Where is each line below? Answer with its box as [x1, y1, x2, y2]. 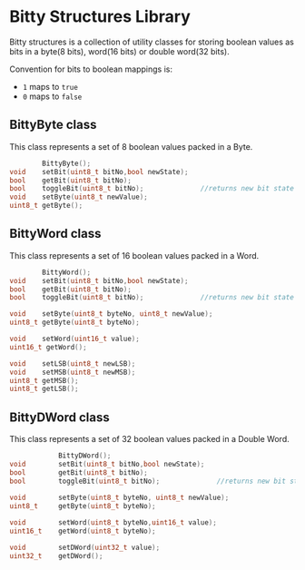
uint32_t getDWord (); [9, 551, 103, 560]
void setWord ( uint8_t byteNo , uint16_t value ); [9, 518, 218, 527]
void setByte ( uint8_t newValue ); [9, 192, 148, 201]
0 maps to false [22, 91, 83, 102]
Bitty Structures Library [9, 6, 191, 27]
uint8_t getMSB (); [9, 376, 79, 385]
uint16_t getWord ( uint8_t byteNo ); [9, 526, 156, 536]
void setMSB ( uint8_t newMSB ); [9, 368, 136, 377]
